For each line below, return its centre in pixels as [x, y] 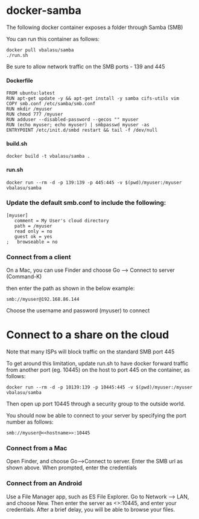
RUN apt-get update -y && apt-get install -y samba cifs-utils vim [93, 98]
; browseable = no [32, 242]
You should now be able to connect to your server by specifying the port [96, 416]
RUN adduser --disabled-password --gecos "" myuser [72, 120]
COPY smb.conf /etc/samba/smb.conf [51, 104]
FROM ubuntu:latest [31, 93]
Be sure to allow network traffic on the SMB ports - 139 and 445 [86, 66]
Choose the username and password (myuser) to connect [78, 311]
